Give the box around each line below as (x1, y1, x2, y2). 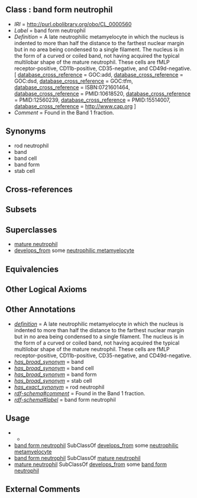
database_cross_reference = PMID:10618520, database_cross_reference (14, 90, 190, 97)
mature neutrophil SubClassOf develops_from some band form (14, 461, 167, 468)
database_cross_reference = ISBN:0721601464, (14, 83, 130, 91)
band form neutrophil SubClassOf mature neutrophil (14, 454, 141, 461)
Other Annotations (5, 304, 76, 314)
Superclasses (5, 225, 57, 235)
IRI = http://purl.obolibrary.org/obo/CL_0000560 (14, 20, 132, 27)
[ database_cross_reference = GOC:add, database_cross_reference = (14, 71, 184, 78)
